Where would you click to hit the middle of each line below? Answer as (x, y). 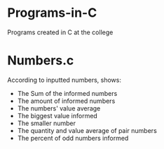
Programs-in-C (52, 13)
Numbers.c (41, 61)
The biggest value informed (57, 115)
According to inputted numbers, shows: (64, 80)
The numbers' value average (59, 108)
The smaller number (46, 123)
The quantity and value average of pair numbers (87, 130)
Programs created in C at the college (60, 32)
